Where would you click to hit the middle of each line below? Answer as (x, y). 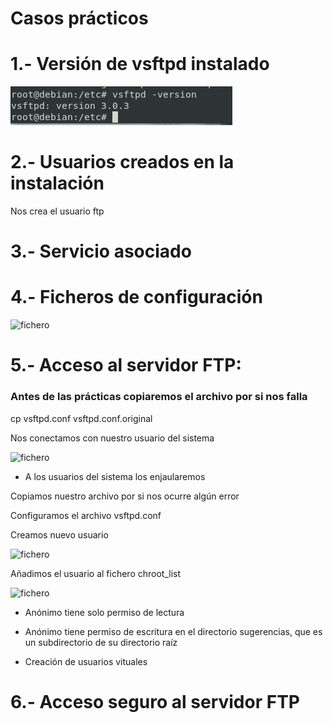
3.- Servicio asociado (101, 251)
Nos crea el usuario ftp (57, 211)
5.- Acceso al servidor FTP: (126, 365)
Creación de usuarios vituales (86, 661)
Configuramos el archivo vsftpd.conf (86, 515)
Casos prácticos (79, 18)
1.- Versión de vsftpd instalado (140, 64)
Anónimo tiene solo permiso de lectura (104, 612)
